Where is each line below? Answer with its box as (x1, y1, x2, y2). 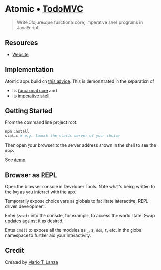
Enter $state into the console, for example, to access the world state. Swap (5, 212, 155, 218)
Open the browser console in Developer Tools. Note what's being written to (5, 183, 155, 189)
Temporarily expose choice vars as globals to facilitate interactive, (5, 198, 137, 204)
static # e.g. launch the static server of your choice (5, 134, 120, 138)
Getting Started (5, 106, 53, 115)
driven (5, 203, 18, 209)
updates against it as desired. (5, 218, 64, 224)
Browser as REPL (5, 171, 57, 179)
